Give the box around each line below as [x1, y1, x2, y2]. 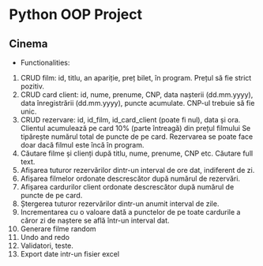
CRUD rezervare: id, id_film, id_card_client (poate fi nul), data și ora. [20, 115, 241, 124]
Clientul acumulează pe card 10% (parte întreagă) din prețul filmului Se [20, 124, 251, 133]
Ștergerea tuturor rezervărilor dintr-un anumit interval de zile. [20, 199, 220, 208]
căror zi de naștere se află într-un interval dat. [20, 215, 170, 225]
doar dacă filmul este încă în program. [20, 140, 145, 149]
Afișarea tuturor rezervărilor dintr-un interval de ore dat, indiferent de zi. [20, 166, 255, 174]
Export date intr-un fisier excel [20, 249, 120, 258]
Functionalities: [20, 58, 70, 67]
